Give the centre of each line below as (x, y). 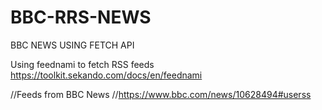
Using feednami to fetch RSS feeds (82, 64)
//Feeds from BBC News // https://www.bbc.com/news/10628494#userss (161, 94)
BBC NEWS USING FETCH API (72, 45)
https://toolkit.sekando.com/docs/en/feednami (106, 75)
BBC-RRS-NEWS (81, 17)
